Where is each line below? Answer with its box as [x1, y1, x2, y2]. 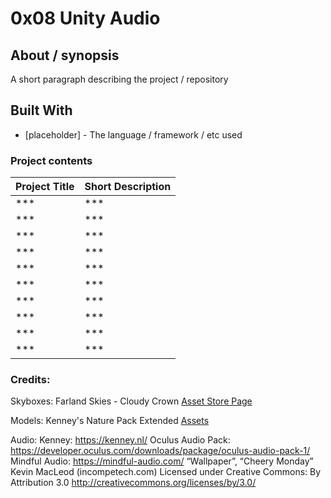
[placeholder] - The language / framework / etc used [24, 128, 243, 141]
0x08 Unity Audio [10, 7, 161, 30]
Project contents [10, 153, 93, 167]
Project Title [15, 180, 75, 194]
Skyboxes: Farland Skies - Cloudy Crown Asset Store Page [10, 395, 253, 407]
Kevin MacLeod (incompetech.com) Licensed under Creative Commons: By [10, 466, 322, 478]
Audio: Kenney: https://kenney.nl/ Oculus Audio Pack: [10, 434, 231, 446]
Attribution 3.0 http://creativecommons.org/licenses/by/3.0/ [10, 477, 257, 489]
